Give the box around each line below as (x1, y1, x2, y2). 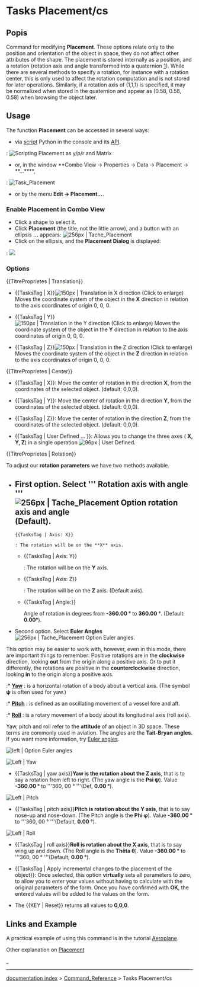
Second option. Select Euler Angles (14, 628, 102, 635)
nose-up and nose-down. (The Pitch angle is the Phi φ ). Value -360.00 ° (14, 812, 192, 819)
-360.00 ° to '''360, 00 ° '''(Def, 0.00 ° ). (14, 783, 114, 790)
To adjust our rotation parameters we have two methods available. (6, 462, 170, 469)
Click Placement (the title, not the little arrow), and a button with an (14, 225, 179, 232)
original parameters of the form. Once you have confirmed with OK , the (14, 884, 190, 891)
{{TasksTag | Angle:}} (23, 598, 76, 605)
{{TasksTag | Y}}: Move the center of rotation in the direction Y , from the (14, 397, 191, 404)
